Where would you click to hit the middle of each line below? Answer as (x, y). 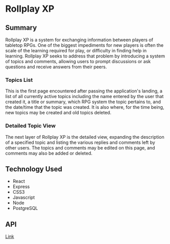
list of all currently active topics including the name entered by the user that (84, 97)
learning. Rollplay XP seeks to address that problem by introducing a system (85, 56)
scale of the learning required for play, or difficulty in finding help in (76, 51)
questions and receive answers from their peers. (56, 67)
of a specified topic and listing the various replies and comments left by (80, 142)
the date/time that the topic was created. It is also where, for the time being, (85, 107)
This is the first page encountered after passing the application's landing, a (84, 91)
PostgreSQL (25, 208)
